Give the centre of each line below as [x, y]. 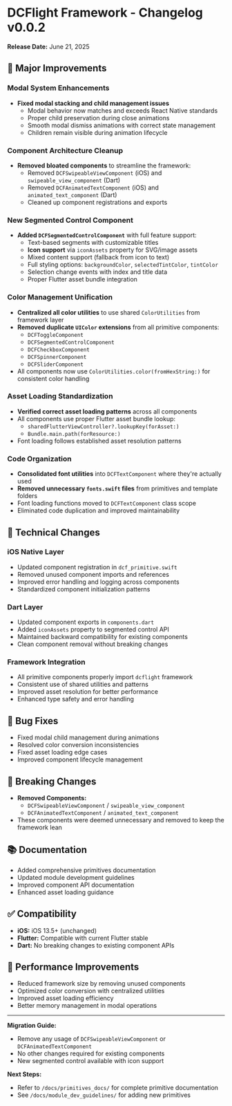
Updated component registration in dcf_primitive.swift [97, 567]
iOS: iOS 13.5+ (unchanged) [57, 930]
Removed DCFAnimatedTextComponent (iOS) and [93, 187]
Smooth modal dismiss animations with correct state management [122, 125]
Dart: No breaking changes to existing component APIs [96, 945]
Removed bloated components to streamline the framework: [104, 165]
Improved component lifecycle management [80, 759]
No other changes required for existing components [91, 1053]
